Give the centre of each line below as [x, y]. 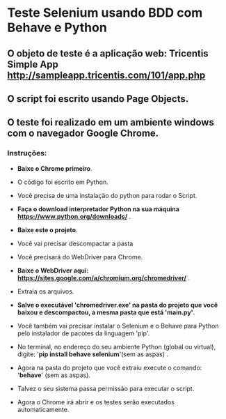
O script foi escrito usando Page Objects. [98, 99]
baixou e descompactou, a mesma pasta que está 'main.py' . [106, 312]
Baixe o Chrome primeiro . [55, 168]
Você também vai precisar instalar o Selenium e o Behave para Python [118, 326]
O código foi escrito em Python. [63, 182]
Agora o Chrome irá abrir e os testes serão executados [96, 402]
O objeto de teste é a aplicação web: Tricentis [108, 53]
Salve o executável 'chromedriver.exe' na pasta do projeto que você [118, 305]
